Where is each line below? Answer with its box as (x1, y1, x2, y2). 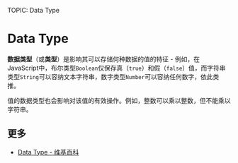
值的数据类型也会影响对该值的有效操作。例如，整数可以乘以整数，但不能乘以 (7, 96, 231, 104)
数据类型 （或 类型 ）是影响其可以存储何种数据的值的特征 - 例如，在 (7, 54, 200, 63)
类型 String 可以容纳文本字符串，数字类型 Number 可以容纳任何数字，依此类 (7, 72, 220, 80)
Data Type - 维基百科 (17, 147, 79, 156)
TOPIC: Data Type (7, 6, 60, 14)
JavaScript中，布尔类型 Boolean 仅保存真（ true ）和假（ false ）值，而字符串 (7, 64, 226, 72)
